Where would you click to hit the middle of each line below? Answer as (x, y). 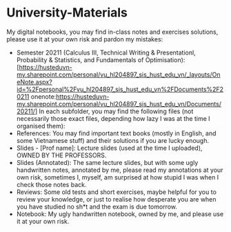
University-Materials (67, 13)
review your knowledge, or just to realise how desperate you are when (116, 199)
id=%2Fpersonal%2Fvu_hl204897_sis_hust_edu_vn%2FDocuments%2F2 (120, 89)
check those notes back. (51, 184)
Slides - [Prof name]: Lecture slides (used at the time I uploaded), (109, 148)
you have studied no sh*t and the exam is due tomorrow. (97, 206)
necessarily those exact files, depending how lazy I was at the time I (113, 118)
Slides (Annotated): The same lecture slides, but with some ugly (107, 162)
